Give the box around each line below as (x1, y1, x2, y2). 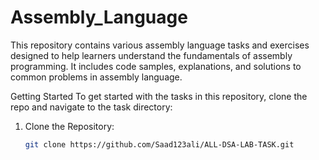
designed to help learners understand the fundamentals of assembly (10, 49, 293, 61)
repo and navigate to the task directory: (10, 101, 173, 113)
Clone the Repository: (24, 120, 115, 132)
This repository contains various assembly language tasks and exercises (10, 39, 310, 51)
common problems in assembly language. (10, 71, 183, 83)
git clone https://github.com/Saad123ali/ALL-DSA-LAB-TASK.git (24, 139, 295, 150)
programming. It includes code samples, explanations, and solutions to (10, 60, 302, 72)
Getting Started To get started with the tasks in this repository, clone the (10, 90, 308, 102)
